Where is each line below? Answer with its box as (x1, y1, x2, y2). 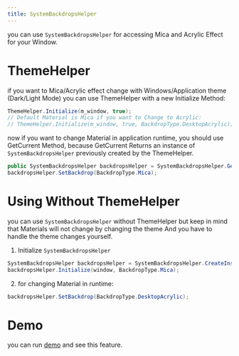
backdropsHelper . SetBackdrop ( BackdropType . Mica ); (7, 169, 158, 177)
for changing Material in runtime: (17, 279, 114, 288)
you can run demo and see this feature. (7, 340, 123, 350)
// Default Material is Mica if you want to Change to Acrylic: (7, 114, 202, 121)
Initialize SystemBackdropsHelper (17, 245, 111, 254)
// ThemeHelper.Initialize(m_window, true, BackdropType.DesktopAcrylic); (7, 121, 234, 128)
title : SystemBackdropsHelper (7, 10, 97, 18)
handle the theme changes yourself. (7, 232, 113, 240)
